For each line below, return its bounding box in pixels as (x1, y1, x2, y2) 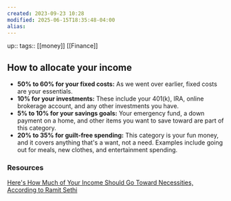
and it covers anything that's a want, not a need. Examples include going (16, 138, 223, 147)
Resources (7, 163, 44, 173)
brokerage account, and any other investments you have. (16, 102, 179, 110)
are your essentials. (16, 87, 74, 96)
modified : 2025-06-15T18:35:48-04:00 (7, 17, 115, 23)
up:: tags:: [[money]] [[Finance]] (7, 42, 98, 50)
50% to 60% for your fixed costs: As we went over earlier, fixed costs (16, 80, 218, 88)
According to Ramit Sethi (7, 186, 78, 194)
